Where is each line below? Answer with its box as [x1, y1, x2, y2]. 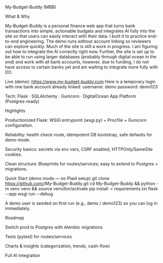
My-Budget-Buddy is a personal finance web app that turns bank [5, 23, 135, 29]
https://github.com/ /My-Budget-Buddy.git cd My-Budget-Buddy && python [5, 181, 156, 186]
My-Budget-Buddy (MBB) [5, 4, 56, 10]
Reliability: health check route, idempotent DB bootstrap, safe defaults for [5, 132, 152, 137]
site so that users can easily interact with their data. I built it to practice [5, 33, 147, 39]
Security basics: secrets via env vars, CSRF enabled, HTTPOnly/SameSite [5, 147, 153, 152]
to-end [5, 38, 19, 44]
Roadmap [5, 215, 24, 220]
